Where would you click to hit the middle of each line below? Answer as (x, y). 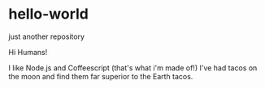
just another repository (47, 36)
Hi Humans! (28, 52)
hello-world (49, 14)
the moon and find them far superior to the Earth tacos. (101, 76)
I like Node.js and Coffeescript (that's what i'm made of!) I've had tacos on (133, 68)
